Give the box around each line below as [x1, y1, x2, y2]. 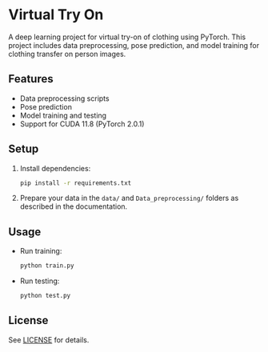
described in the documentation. [19, 202, 128, 211]
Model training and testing [19, 110, 106, 120]
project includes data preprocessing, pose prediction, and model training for [8, 40, 260, 50]
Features [8, 72, 54, 86]
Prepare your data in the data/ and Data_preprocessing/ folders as [19, 194, 239, 203]
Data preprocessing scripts [19, 94, 110, 103]
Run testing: [19, 276, 60, 286]
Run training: [19, 246, 62, 256]
